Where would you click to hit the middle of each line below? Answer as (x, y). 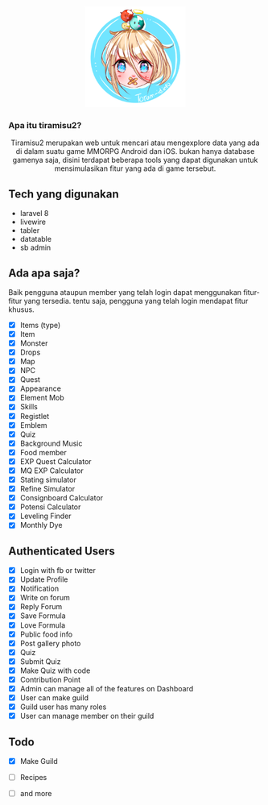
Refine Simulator (47, 489)
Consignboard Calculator (61, 498)
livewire (33, 222)
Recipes (33, 778)
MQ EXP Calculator (52, 471)
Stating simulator (48, 479)
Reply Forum (41, 607)
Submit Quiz (40, 661)
